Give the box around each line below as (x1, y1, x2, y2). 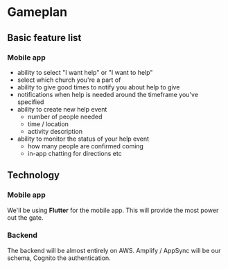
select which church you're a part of (17, 76, 121, 84)
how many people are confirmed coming (27, 141, 144, 150)
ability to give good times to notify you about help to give (17, 83, 180, 91)
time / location (27, 119, 69, 128)
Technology (7, 169, 60, 181)
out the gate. (7, 213, 44, 222)
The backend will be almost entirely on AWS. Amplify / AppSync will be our (7, 246, 221, 254)
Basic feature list (7, 32, 82, 44)
